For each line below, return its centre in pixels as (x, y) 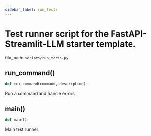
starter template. (101, 44)
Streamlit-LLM (35, 44)
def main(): (17, 120)
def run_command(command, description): (47, 84)
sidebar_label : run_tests (31, 10)
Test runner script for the (57, 33)
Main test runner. (22, 129)
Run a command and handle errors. (40, 94)
